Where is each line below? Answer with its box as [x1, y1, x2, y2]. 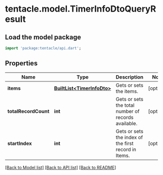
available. [115, 120, 137, 127]
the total [115, 102, 135, 109]
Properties [5, 59, 38, 67]
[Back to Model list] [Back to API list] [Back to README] [5, 164, 116, 170]
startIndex [7, 140, 32, 146]
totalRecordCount [7, 108, 49, 114]
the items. [115, 88, 138, 95]
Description [115, 74, 144, 80]
